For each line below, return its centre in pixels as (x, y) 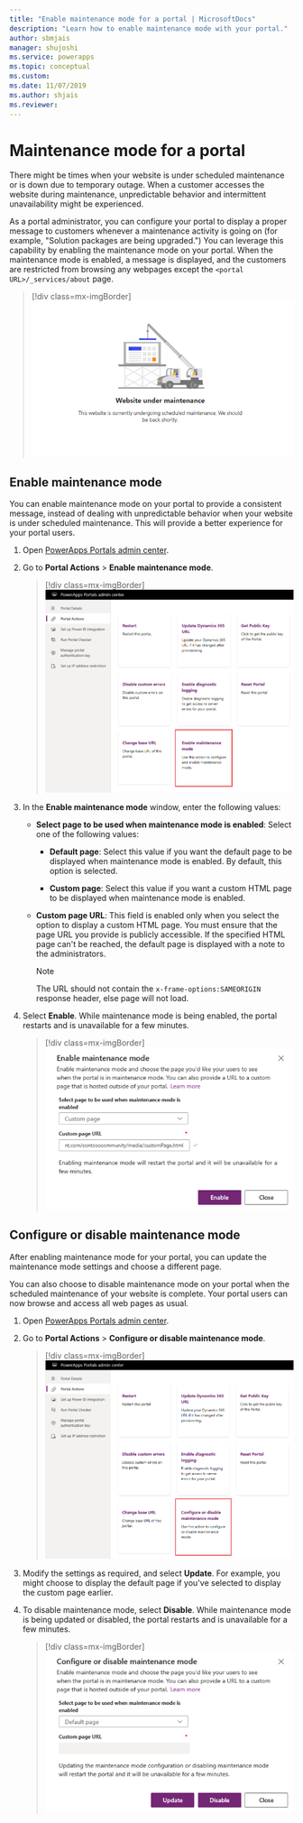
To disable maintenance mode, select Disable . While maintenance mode (156, 1609)
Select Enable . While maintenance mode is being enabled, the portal (150, 1016)
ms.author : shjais (44, 95)
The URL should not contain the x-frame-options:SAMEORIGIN (148, 989)
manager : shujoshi (44, 48)
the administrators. (71, 954)
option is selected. (83, 871)
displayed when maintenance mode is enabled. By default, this (165, 861)
